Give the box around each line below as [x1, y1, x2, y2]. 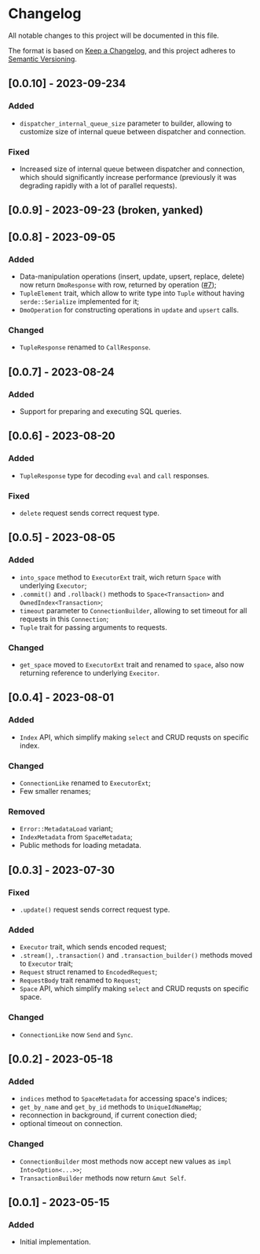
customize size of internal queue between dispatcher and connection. [19, 126, 246, 136]
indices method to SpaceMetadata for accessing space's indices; [19, 1094, 228, 1103]
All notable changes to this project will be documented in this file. [8, 31, 220, 40]
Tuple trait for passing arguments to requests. [19, 622, 167, 632]
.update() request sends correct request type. [19, 905, 170, 914]
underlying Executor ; [19, 580, 87, 590]
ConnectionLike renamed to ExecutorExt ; [19, 778, 151, 788]
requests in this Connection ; [19, 614, 109, 623]
